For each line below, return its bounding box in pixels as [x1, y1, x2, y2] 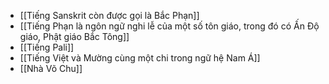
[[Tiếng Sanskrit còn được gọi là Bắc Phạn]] [19, 10, 200, 21]
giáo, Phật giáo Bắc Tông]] [19, 31, 130, 42]
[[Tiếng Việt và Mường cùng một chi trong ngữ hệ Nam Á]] [19, 52, 261, 64]
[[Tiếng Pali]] [19, 41, 75, 53]
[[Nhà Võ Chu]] [19, 63, 83, 74]
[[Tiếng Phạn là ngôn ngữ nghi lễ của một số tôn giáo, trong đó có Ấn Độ [19, 20, 320, 32]
